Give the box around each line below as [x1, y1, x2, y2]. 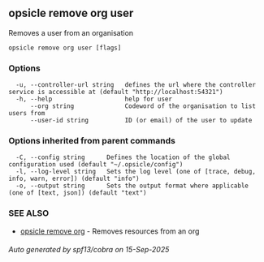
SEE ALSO [8, 208, 50, 219]
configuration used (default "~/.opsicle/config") [8, 161, 184, 169]
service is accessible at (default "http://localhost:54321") [8, 88, 223, 97]
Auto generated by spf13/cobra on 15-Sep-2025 [8, 245, 170, 255]
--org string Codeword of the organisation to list [29, 102, 256, 110]
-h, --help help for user [15, 95, 173, 104]
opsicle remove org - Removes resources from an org [19, 226, 200, 236]
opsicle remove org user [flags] [8, 44, 122, 52]
